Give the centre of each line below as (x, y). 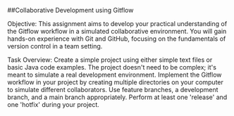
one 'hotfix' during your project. (54, 104)
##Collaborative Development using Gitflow (70, 10)
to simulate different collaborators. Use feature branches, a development (113, 90)
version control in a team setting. (55, 46)
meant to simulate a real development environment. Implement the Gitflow (115, 75)
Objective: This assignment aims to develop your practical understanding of (117, 24)
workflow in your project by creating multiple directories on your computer (116, 82)
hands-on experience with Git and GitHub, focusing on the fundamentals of (117, 39)
